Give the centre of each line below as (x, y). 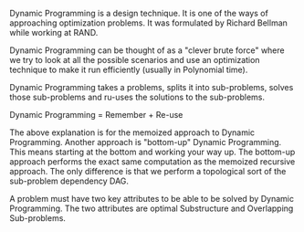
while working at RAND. (54, 32)
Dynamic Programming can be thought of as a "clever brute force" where (147, 50)
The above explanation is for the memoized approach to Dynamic (132, 132)
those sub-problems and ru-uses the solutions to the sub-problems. (137, 97)
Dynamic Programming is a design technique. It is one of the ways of (139, 13)
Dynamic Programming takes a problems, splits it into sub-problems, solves (152, 87)
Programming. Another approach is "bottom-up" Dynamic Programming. (146, 142)
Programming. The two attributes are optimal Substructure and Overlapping (152, 208)
